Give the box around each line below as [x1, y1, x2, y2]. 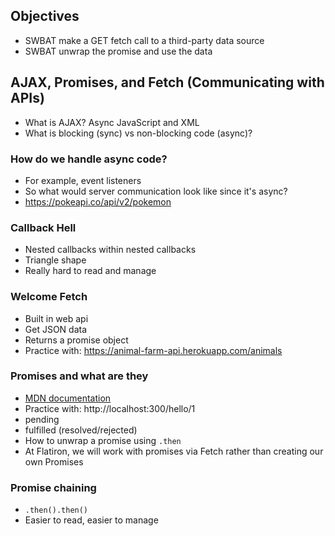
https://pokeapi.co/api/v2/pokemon [24, 195, 172, 208]
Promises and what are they [10, 369, 149, 383]
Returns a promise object [24, 334, 129, 346]
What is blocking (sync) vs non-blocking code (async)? [24, 127, 253, 139]
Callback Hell [10, 220, 77, 234]
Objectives [10, 8, 80, 25]
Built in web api [24, 312, 89, 324]
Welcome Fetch [10, 290, 88, 304]
